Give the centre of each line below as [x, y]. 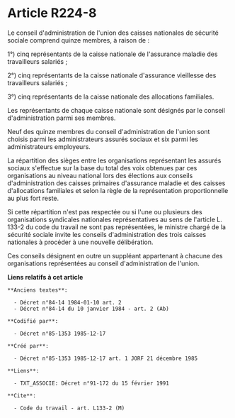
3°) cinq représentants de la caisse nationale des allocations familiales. [111, 97]
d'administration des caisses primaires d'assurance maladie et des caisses [116, 183]
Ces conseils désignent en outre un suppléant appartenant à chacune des [115, 255]
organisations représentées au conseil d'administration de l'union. [103, 263]
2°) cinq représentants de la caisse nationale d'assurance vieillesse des [112, 75]
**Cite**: [22, 395]
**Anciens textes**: [38, 290]
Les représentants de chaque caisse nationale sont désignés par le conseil [116, 110]
